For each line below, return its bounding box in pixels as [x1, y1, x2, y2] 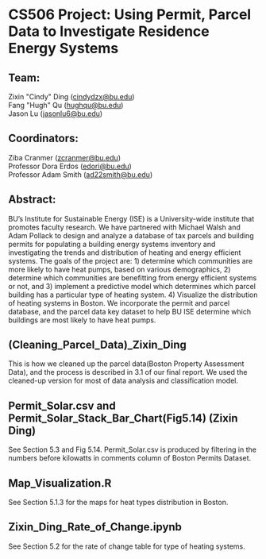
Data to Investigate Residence [8, 22, 210, 40]
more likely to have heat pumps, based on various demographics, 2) [8, 264, 231, 274]
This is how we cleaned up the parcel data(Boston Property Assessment [8, 359, 245, 368]
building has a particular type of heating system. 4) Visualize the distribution [8, 290, 258, 299]
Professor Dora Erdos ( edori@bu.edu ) [8, 161, 133, 171]
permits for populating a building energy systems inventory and [8, 239, 216, 249]
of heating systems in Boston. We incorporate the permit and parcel [8, 298, 230, 307]
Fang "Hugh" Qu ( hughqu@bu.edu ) [8, 101, 124, 110]
